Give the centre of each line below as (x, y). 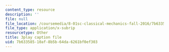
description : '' (22, 14)
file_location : (21, 24)
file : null (17, 19)
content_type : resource (30, 10)
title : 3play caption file (33, 38)
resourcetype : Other (27, 33)
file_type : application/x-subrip (40, 28)
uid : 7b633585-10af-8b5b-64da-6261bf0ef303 (52, 42)
